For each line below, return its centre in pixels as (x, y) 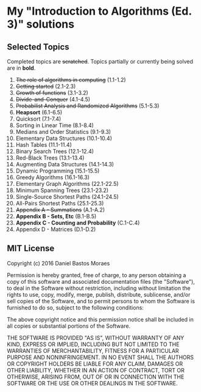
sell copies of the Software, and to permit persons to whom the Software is (101, 301)
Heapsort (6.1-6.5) (39, 112)
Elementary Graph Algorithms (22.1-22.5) (67, 184)
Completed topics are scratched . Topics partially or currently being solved (100, 61)
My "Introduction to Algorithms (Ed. (99, 11)
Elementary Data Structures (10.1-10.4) (64, 138)
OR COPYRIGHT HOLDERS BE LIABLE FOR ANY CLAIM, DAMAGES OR (95, 364)
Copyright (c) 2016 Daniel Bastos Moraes (58, 263)
